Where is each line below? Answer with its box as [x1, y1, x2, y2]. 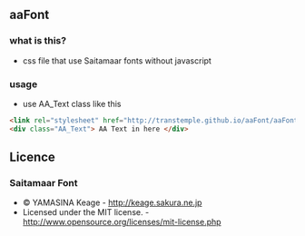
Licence [9, 150, 56, 165]
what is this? [9, 34, 66, 47]
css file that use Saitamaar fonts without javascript [22, 54, 212, 66]
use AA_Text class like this [22, 98, 122, 109]
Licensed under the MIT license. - [22, 207, 150, 218]
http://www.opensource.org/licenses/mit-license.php [22, 217, 221, 228]
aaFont [9, 7, 50, 23]
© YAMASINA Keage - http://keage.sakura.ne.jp [22, 197, 202, 208]
